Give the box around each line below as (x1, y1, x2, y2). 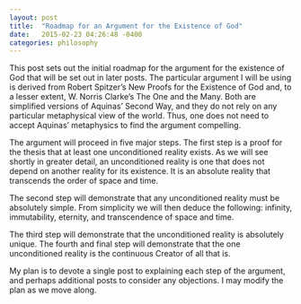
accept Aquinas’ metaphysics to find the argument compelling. (9, 120, 242, 131)
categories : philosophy (9, 38, 99, 48)
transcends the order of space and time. (9, 176, 159, 187)
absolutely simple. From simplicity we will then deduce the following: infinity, (9, 203, 293, 213)
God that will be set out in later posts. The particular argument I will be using (9, 73, 292, 83)
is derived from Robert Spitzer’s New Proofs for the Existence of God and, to (9, 82, 292, 92)
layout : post (9, 13, 58, 22)
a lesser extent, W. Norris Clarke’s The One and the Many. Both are (9, 91, 257, 102)
